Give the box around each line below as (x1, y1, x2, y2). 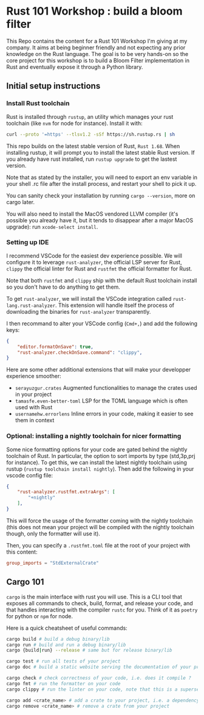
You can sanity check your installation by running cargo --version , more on (6, 192, 195, 199)
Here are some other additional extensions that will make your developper (6, 366, 191, 373)
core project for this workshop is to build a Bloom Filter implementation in (6, 57, 190, 64)
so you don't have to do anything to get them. (6, 283, 120, 291)
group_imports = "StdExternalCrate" (6, 560, 99, 566)
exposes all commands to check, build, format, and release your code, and (6, 599, 193, 607)
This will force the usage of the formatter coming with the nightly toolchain (6, 516, 193, 524)
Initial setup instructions (6, 81, 101, 91)
